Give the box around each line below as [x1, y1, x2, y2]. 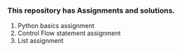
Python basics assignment [17, 22, 95, 30]
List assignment [17, 37, 64, 45]
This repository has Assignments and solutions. [7, 6, 175, 15]
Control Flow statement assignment [17, 29, 121, 37]
